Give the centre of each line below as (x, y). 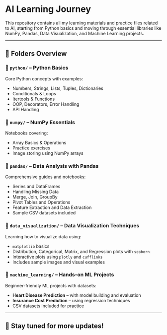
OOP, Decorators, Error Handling (46, 104)
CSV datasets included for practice (48, 306)
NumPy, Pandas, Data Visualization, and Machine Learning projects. (75, 33)
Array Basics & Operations (39, 142)
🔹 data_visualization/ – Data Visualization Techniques (72, 226)
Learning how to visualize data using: (43, 236)
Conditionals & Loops (34, 93)
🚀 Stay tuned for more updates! (54, 326)
